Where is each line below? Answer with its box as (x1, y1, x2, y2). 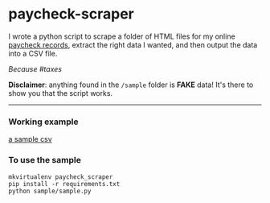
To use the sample (8, 155, 82, 166)
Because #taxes (8, 64, 63, 73)
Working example (8, 116, 79, 127)
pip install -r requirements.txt (8, 180, 121, 188)
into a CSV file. (8, 48, 58, 58)
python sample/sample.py (8, 187, 92, 195)
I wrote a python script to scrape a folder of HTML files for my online (8, 31, 235, 41)
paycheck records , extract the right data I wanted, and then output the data (8, 39, 258, 49)
